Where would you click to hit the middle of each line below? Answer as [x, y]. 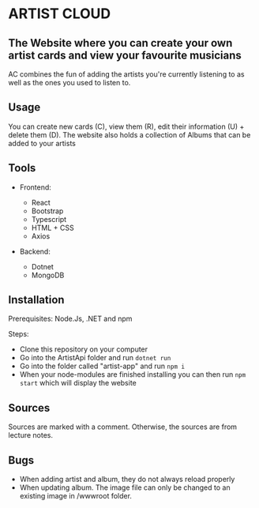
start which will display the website [78, 383]
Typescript [49, 219]
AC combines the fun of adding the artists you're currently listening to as [126, 74]
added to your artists [42, 143]
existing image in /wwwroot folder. [76, 496]
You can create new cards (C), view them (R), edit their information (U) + [126, 126]
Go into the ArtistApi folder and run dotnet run [95, 358]
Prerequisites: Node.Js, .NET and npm [70, 319]
